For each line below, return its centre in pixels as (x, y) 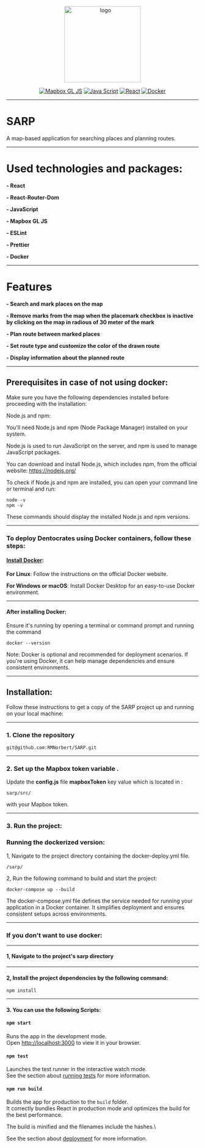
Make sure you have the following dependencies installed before (88, 397)
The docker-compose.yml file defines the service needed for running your (100, 901)
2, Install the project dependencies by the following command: (87, 978)
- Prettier (18, 245)
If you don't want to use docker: (54, 935)
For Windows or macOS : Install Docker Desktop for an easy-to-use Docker (101, 585)
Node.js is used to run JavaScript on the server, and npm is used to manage (102, 446)
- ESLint (17, 233)
